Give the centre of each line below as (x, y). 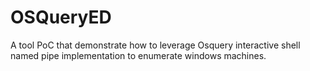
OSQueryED (61, 17)
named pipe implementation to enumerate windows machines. (138, 55)
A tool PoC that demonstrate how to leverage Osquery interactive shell (155, 45)
